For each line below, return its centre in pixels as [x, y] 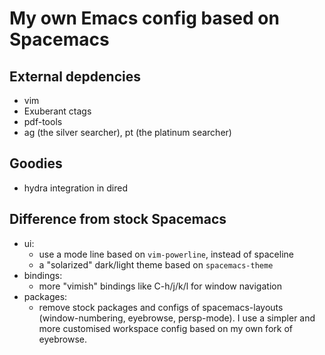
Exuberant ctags [57, 111]
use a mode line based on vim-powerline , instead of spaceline [166, 254]
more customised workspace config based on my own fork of [165, 328]
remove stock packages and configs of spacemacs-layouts [161, 307]
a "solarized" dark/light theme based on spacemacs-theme [156, 264]
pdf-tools [43, 121]
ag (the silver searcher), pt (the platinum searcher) [127, 132]
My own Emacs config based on [144, 18]
